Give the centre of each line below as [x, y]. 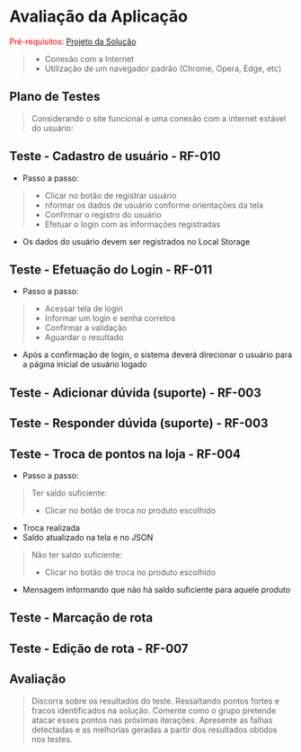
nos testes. [52, 739]
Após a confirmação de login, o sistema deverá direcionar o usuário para [157, 355]
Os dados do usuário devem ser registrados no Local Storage [136, 241]
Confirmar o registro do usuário [103, 214]
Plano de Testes [55, 97]
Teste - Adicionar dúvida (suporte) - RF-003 [136, 393]
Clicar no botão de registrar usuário [111, 195]
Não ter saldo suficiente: [77, 554]
